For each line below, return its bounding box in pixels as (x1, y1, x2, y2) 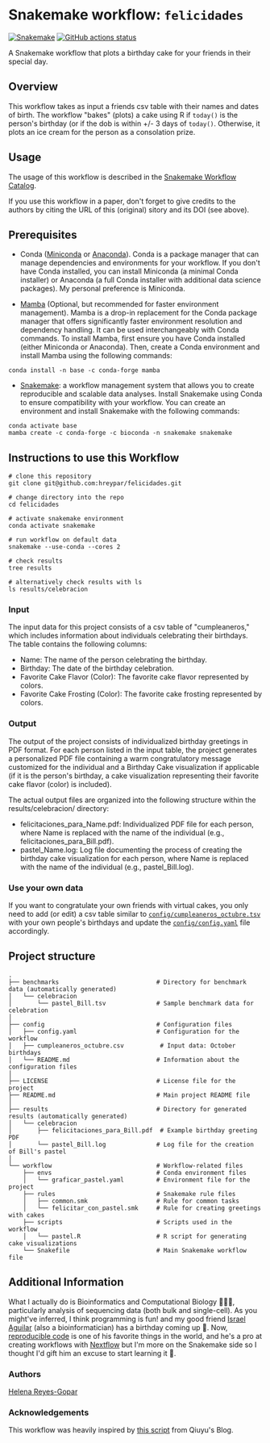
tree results (8, 564, 52, 572)
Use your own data (8, 882, 84, 893)
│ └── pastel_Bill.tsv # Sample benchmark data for (8, 999, 254, 1007)
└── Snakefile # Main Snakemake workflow (23, 1246, 247, 1254)
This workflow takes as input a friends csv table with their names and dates (8, 101, 260, 111)
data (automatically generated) (8, 985, 117, 993)
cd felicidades (8, 500, 60, 509)
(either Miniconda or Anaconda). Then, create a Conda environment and (19, 342, 260, 352)
